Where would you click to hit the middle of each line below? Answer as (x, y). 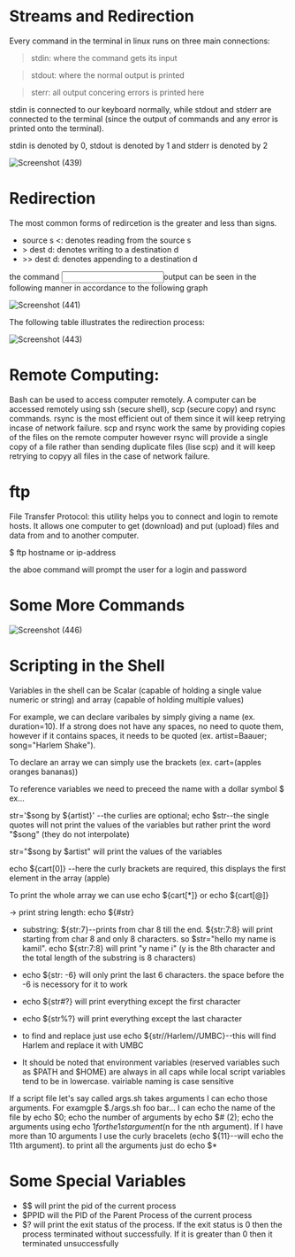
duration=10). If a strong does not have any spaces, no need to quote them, (147, 726)
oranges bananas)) (44, 772)
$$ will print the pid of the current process (99, 1206)
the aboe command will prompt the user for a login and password (128, 570)
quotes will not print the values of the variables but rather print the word (140, 825)
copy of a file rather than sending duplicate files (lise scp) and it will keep (142, 446)
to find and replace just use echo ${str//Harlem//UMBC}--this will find (149, 1036)
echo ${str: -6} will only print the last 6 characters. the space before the (153, 974)
